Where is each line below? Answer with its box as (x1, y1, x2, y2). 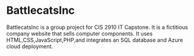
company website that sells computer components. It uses (6, 30, 153, 37)
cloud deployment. (6, 43, 54, 50)
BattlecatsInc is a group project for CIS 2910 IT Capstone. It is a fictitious (6, 23, 189, 31)
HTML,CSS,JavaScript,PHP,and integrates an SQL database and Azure (6, 36, 184, 43)
